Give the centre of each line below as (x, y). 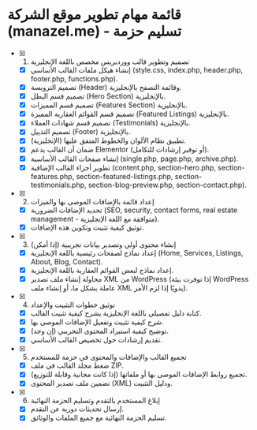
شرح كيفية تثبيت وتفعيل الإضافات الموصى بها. (97, 322)
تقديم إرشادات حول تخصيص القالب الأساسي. (97, 340)
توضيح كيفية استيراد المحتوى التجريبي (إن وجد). (99, 331)
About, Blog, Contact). (67, 261)
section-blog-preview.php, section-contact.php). (168, 185)
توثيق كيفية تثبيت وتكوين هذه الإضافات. (87, 227)
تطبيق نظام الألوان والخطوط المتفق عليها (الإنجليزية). (108, 140)
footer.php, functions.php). (74, 79)
